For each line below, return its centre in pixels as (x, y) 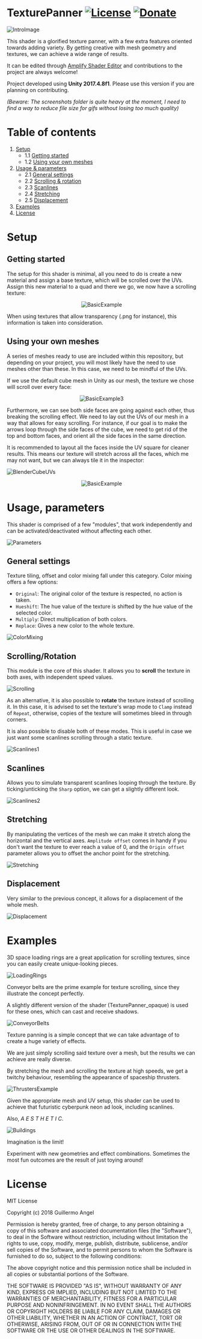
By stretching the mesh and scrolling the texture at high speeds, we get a (97, 1071)
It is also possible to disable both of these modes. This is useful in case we (99, 731)
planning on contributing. (38, 90)
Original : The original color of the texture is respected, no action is (99, 594)
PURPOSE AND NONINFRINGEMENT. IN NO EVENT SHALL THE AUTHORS (99, 1305)
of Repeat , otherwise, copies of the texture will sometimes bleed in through (99, 713)
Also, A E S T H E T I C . (35, 1118)
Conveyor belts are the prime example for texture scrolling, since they (93, 987)
